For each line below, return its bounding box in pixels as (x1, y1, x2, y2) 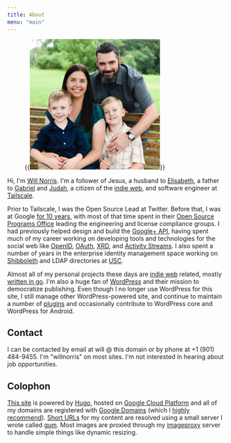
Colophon (7, 380, 51, 392)
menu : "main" (7, 18, 45, 26)
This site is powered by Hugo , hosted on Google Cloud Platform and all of (7, 398, 217, 407)
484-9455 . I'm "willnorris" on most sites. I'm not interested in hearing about (7, 353, 224, 361)
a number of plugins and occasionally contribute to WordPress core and (7, 299, 213, 307)
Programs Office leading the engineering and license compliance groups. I (7, 219, 220, 227)
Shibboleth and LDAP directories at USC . (7, 256, 123, 264)
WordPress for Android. (7, 307, 75, 315)
